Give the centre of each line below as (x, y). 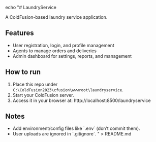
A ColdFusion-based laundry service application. (56, 17)
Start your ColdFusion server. (43, 95)
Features (20, 33)
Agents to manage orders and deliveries (54, 51)
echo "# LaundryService (31, 7)
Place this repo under (35, 84)
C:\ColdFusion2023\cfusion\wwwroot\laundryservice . (68, 90)
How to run (23, 72)
